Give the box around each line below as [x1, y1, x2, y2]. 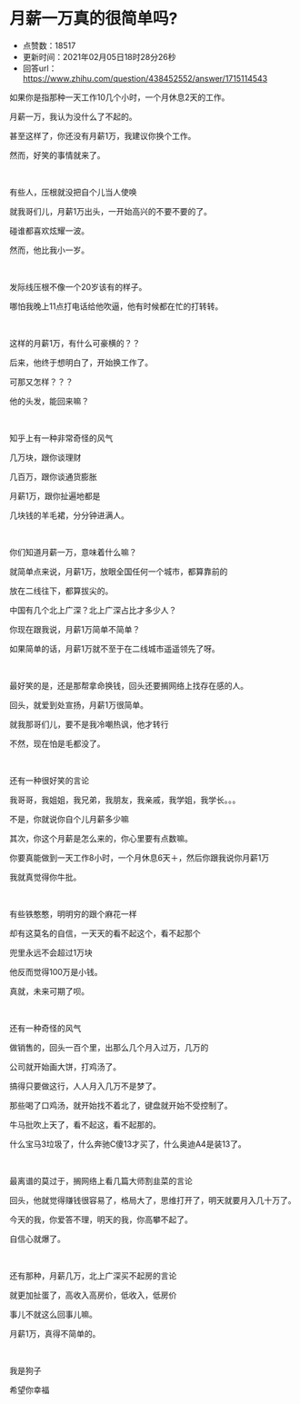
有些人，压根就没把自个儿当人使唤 [9, 186, 137, 197]
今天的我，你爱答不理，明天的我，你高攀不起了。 [9, 1214, 193, 1225]
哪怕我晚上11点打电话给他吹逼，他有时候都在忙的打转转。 [9, 301, 224, 312]
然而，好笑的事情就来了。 [9, 149, 105, 160]
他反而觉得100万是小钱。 [9, 966, 103, 977]
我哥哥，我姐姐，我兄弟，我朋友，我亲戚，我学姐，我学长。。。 [9, 794, 241, 805]
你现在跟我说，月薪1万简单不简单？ [9, 623, 141, 634]
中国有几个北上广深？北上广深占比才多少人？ [9, 604, 177, 615]
